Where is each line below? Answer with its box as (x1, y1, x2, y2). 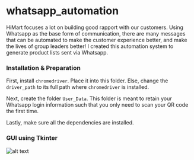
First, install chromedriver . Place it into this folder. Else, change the (6, 77, 168, 84)
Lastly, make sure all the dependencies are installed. (6, 119, 135, 126)
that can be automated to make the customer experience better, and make (6, 36, 187, 43)
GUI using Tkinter (6, 134, 58, 142)
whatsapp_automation (6, 4, 119, 18)
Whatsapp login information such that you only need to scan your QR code (6, 101, 189, 108)
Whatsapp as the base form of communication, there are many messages (6, 30, 186, 37)
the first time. (6, 108, 39, 115)
